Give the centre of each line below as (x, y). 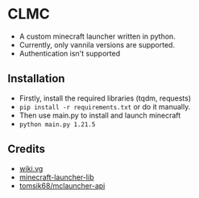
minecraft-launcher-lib (56, 177)
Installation (36, 78)
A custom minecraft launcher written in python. (97, 36)
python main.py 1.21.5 (57, 124)
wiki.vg (31, 168)
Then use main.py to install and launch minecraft (100, 115)
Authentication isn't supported (70, 53)
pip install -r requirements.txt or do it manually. (105, 106)
